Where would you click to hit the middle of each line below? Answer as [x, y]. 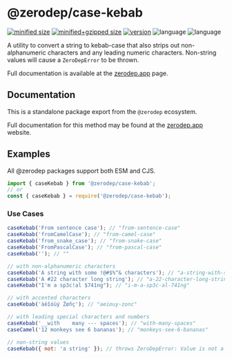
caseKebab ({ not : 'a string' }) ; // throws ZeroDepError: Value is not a [116, 349]
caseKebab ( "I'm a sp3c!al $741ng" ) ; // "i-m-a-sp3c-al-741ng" [98, 285]
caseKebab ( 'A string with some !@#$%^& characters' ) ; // [91, 273]
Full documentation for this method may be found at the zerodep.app [105, 125]
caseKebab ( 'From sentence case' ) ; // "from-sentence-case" [94, 228]
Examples [29, 154]
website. [19, 132]
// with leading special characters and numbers [78, 317]
